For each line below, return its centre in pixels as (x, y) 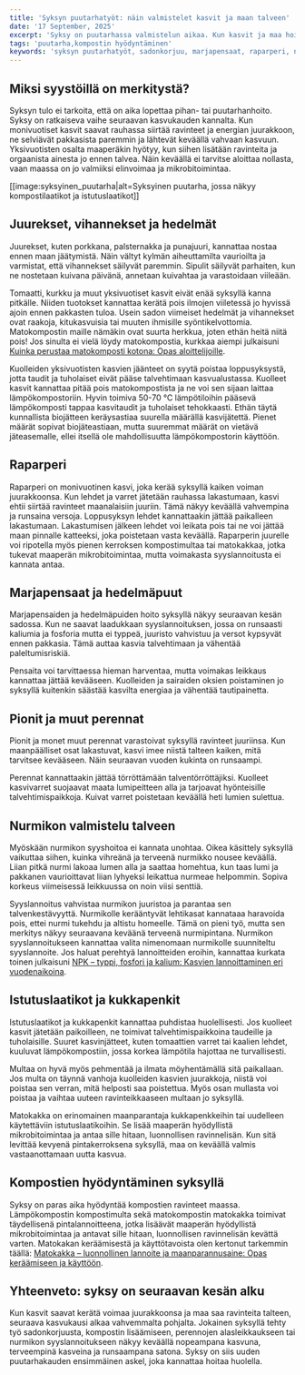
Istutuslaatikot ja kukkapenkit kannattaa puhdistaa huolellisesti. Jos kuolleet (151, 1022)
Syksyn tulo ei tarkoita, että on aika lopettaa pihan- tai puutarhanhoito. (141, 110)
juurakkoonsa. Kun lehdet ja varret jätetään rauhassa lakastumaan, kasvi (144, 496)
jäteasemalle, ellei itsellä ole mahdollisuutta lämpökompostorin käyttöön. (144, 436)
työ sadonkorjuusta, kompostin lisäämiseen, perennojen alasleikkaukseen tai (152, 1332)
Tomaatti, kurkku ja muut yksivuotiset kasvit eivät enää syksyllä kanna (140, 293)
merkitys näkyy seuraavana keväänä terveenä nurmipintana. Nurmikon (142, 933)
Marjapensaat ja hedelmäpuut (96, 592)
